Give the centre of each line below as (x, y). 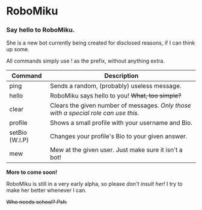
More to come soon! (32, 172)
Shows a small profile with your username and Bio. (121, 123)
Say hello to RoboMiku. (41, 30)
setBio (18, 132)
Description (121, 76)
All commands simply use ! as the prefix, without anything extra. (86, 61)
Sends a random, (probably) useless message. (116, 86)
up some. (18, 49)
